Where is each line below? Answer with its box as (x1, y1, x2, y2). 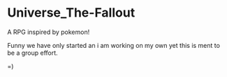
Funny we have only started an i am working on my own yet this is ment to (7, 41, 220, 49)
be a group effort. (7, 49, 58, 57)
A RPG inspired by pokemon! (7, 28, 90, 36)
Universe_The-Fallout (7, 5, 136, 21)
